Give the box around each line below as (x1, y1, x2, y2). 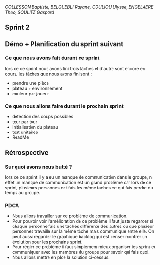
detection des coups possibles (12, 114, 74, 120)
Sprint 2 (5, 23, 30, 32)
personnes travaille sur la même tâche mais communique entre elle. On (12, 228, 154, 234)
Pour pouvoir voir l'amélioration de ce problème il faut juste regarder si (12, 218, 154, 224)
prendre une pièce (12, 80, 49, 86)
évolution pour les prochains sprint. (12, 239, 83, 245)
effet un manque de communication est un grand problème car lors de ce (5, 180, 152, 186)
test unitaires (12, 129, 38, 135)
